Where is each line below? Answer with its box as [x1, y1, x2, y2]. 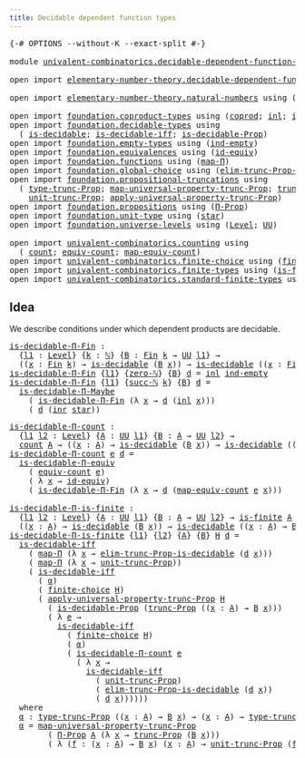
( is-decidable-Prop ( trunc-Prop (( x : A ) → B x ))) [47, 603, 283, 613]
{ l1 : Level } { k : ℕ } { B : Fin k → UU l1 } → [18, 350, 221, 361]
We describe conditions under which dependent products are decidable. [9, 324, 280, 335]
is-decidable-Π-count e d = [9, 449, 134, 459]
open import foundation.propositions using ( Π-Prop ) [9, 201, 250, 211]
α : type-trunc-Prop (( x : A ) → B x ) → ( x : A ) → [18, 712, 245, 722]
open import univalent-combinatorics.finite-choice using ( [9, 256, 283, 266]
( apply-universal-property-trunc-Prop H [37, 594, 225, 604]
